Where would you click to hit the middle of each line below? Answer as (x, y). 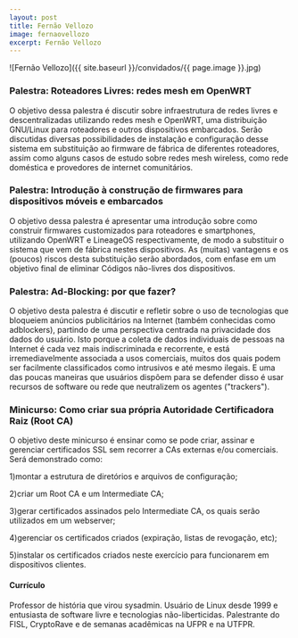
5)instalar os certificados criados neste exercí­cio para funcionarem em (139, 555)
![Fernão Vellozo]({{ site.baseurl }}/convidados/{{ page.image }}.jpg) (135, 68)
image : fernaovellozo (50, 34)
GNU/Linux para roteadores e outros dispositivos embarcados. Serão (136, 129)
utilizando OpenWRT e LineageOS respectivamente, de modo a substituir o (147, 240)
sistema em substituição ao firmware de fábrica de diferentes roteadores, (144, 148)
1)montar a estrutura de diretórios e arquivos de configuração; (124, 476)
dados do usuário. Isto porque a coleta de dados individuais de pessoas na (147, 339)
